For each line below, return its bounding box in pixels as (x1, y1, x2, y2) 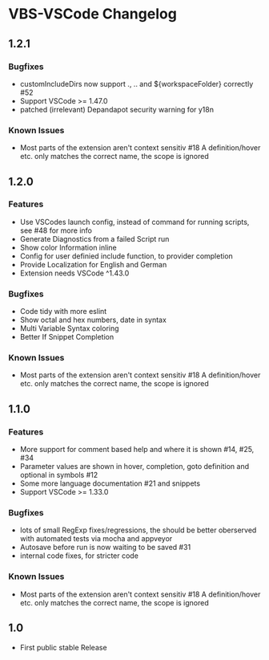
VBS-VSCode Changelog (8, 5, 178, 23)
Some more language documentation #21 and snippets (19, 479, 201, 488)
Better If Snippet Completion (19, 332, 114, 342)
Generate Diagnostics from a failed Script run (19, 234, 170, 243)
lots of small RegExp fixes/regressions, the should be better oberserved (19, 525, 257, 535)
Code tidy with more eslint (19, 307, 107, 316)
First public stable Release (19, 642, 107, 652)
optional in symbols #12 (19, 471, 98, 480)
